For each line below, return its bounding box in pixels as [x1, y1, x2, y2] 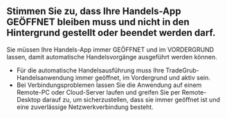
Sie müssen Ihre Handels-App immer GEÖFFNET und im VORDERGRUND [6, 45, 215, 54]
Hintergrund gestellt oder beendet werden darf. [6, 27, 216, 39]
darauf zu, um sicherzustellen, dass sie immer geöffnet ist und [42, 95, 221, 104]
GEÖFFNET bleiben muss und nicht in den [6, 17, 190, 28]
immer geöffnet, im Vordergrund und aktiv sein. [75, 73, 210, 81]
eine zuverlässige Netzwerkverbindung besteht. [16, 103, 154, 111]
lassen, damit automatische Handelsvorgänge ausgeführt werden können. [6, 52, 217, 61]
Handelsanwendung [16, 73, 74, 81]
